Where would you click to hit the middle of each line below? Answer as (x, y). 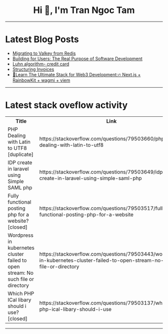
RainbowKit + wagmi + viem (41, 80)
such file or (21, 279)
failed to (17, 260)
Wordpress (20, 235)
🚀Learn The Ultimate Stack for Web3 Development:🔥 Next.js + (76, 74)
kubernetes (21, 248)
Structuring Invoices (33, 69)
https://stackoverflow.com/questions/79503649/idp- (103, 172)
